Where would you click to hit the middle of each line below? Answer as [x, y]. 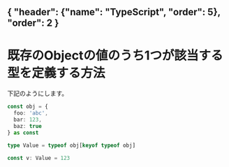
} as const [23, 133]
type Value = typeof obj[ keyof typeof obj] [72, 145]
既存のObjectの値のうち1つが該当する [115, 55]
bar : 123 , [28, 120]
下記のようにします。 [38, 94]
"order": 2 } [33, 23]
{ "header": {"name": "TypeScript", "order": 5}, [114, 12]
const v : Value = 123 [39, 158]
